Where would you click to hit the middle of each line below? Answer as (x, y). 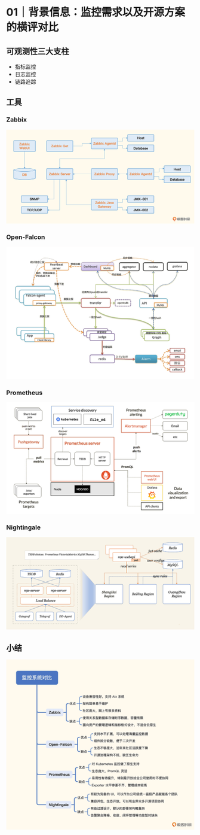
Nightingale (24, 527)
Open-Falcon (26, 237)
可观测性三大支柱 (38, 51)
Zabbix (16, 120)
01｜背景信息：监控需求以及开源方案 (96, 12)
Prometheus (24, 393)
